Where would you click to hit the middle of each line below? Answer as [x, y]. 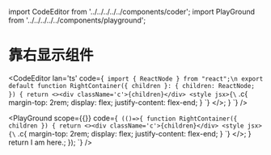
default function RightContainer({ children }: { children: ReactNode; [131, 86]
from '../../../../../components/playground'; [77, 20]
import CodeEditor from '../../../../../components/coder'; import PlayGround [132, 12]
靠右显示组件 [51, 55]
